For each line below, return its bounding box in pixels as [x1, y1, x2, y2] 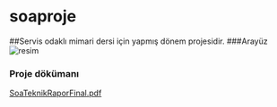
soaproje [9, 6, 77, 27]
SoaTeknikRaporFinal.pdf [9, 87, 102, 99]
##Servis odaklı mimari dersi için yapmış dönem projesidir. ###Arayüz [9, 36, 268, 46]
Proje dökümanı [9, 67, 80, 79]
